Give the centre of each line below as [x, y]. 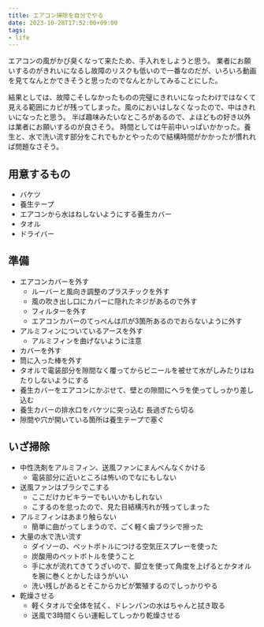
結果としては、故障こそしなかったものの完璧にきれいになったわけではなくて [132, 97]
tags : [17, 30]
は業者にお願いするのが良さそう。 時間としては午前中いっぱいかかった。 [126, 127]
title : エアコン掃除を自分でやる [56, 15]
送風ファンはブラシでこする [65, 487]
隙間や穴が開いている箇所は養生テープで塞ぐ [92, 420]
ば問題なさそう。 [36, 147]
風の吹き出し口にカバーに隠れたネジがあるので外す [114, 301]
